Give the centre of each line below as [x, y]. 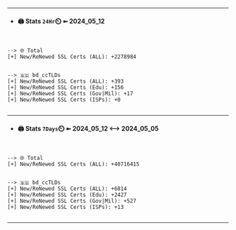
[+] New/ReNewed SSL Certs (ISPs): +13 [66, 208]
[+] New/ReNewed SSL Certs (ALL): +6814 [67, 189]
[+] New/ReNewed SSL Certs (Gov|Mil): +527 [72, 201]
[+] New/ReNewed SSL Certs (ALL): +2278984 [72, 57]
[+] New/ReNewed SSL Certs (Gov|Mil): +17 [70, 94]
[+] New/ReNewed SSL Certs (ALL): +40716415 [73, 164]
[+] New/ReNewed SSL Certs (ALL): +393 [66, 81]
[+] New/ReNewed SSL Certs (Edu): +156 [66, 88]
